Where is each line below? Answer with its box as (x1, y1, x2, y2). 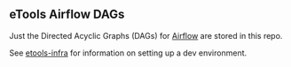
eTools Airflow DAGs (9, 7, 125, 22)
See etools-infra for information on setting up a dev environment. (9, 48, 248, 58)
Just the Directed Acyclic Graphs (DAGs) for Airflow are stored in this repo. (9, 30, 283, 41)
